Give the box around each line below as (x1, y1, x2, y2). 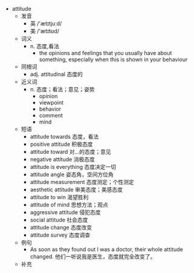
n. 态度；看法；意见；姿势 (30, 86, 95, 93)
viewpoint (39, 99, 64, 106)
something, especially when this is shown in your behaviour (39, 56, 188, 63)
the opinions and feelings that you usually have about (39, 50, 172, 56)
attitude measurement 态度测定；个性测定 (30, 179, 134, 185)
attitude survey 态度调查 (30, 231, 91, 238)
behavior (39, 105, 62, 113)
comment (39, 112, 63, 119)
